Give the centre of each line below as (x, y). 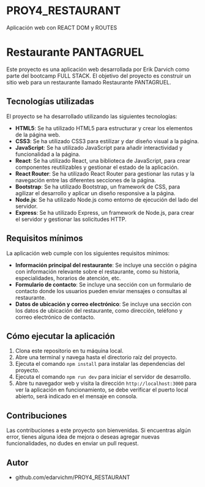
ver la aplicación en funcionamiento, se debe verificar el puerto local (102, 390)
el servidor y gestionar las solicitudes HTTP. (71, 219)
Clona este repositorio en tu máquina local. (69, 351)
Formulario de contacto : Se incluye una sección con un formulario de (103, 284)
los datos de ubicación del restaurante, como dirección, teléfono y (99, 310)
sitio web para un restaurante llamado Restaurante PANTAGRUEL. (89, 82)
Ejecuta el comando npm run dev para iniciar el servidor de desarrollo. (103, 377)
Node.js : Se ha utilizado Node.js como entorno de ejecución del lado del (106, 199)
